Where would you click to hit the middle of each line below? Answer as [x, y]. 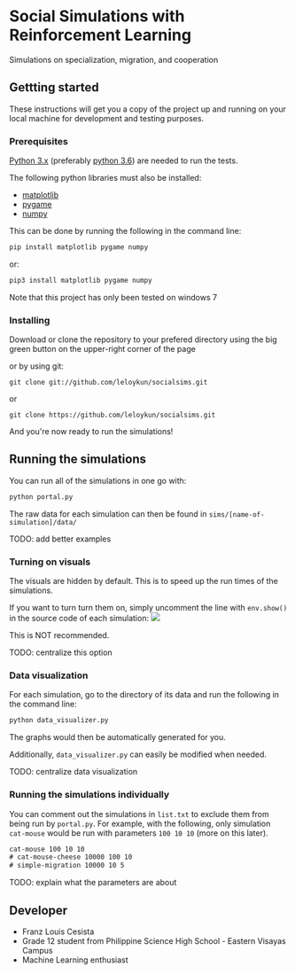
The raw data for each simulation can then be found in [108, 514]
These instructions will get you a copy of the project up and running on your [147, 109]
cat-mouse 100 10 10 [47, 849]
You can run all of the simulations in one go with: [98, 480]
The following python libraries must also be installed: [105, 178]
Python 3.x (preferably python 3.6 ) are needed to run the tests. [124, 160]
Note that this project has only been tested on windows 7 [113, 297]
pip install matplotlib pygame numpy [79, 247]
